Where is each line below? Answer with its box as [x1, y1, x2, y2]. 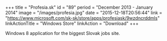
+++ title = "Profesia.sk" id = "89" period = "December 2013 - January [5, 5, 153, 10]
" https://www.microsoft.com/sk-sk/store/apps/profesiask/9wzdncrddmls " [5, 15, 160, 21]
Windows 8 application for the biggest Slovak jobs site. [5, 30, 120, 36]
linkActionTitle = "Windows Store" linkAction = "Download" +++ [5, 20, 139, 26]
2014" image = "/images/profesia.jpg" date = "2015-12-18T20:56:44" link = [5, 10, 162, 16]
